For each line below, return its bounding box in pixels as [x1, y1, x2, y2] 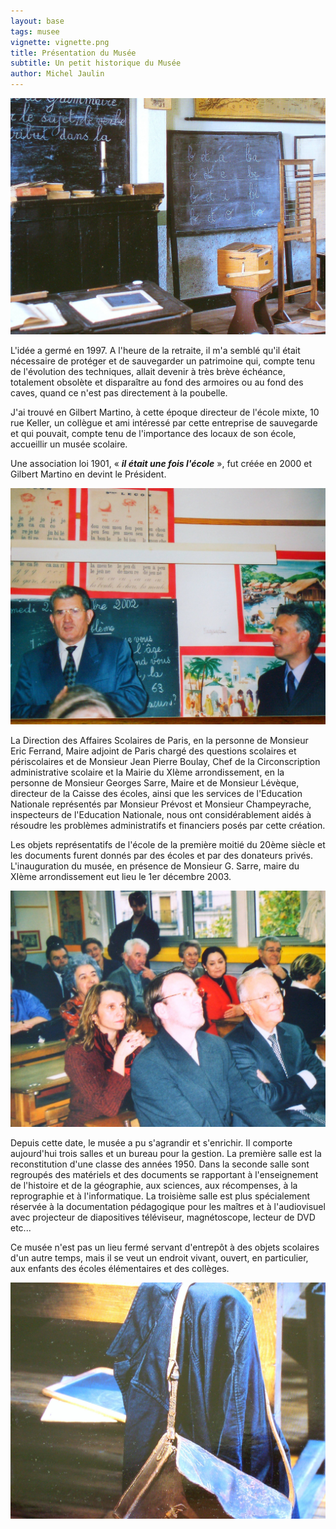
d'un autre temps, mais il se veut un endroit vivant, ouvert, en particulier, [10, 1252, 309, 1264]
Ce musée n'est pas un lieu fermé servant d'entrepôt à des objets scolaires [10, 1241, 320, 1253]
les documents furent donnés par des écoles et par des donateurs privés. [10, 850, 313, 861]
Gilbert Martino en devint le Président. [10, 468, 167, 480]
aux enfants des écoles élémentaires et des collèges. [10, 1263, 230, 1274]
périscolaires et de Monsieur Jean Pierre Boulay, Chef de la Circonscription [10, 756, 321, 767]
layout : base [10, 16, 65, 26]
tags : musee [10, 26, 60, 37]
